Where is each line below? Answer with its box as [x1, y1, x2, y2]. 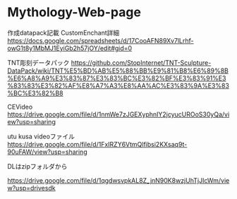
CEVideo [7, 102, 33, 111]
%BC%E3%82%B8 [7, 89, 63, 97]
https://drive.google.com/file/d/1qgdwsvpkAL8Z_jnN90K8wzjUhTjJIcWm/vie [7, 176, 230, 184]
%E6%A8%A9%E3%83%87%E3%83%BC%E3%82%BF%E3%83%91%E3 [7, 73, 226, 82]
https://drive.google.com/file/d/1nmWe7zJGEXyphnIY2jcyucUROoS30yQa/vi [7, 110, 230, 119]
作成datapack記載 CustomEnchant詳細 [7, 28, 120, 37]
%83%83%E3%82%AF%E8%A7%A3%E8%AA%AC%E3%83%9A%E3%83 [7, 81, 229, 90]
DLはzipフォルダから [7, 162, 68, 170]
